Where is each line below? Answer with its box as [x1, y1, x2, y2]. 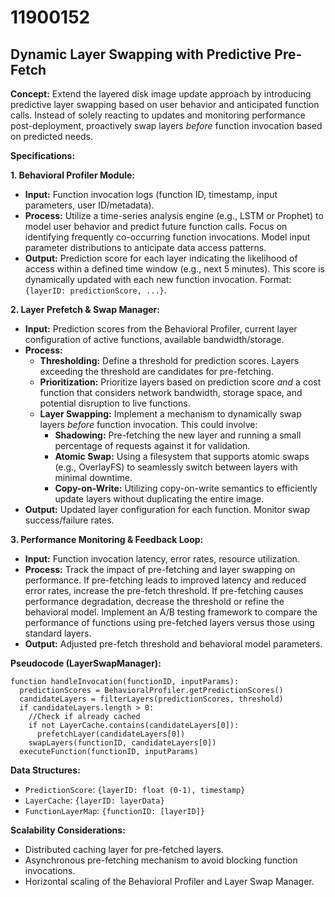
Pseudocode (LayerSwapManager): [10, 657, 162, 669]
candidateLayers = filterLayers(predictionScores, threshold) [19, 694, 284, 704]
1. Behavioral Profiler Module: [10, 169, 135, 181]
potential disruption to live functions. [39, 397, 191, 409]
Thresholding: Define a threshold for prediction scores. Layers [39, 355, 300, 366]
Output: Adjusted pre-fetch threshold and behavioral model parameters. [24, 638, 323, 650]
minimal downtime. [54, 472, 133, 483]
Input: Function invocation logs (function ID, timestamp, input [24, 189, 278, 200]
